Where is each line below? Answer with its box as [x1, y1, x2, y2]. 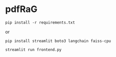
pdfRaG [5, 3, 38, 15]
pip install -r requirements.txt [5, 20, 75, 25]
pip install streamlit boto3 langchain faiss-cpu [5, 38, 111, 43]
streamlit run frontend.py [5, 47, 62, 52]
